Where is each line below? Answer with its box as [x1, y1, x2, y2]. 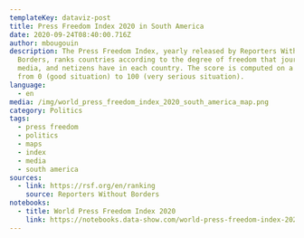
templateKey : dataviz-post [9, 13, 111, 23]
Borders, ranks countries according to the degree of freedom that [17, 55, 278, 64]
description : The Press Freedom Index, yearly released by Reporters [9, 47, 278, 56]
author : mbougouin [9, 38, 79, 48]
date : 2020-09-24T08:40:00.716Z [9, 30, 131, 39]
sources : [9, 173, 43, 182]
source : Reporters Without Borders [25, 190, 160, 199]
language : [9, 81, 47, 90]
